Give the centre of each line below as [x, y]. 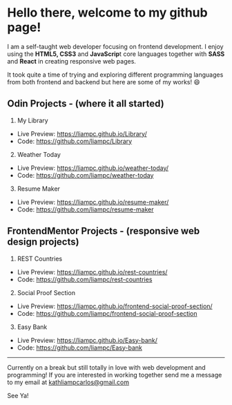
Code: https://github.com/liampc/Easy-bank [80, 348]
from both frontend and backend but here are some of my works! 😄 [104, 82]
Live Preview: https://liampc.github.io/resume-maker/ [93, 202]
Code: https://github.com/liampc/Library [75, 141]
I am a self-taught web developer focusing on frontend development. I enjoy [115, 46]
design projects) [43, 242]
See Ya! [18, 395]
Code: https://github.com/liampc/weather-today [85, 175]
